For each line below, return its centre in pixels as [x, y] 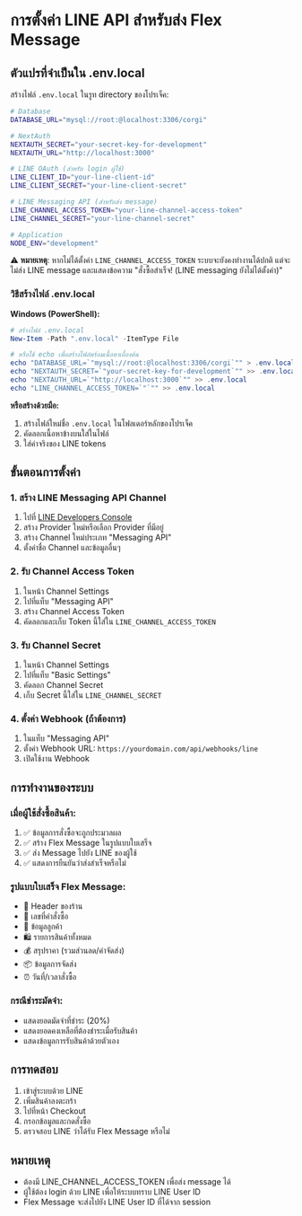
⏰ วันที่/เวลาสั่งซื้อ [50, 977]
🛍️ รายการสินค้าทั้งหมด [57, 937]
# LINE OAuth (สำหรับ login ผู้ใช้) [68, 169]
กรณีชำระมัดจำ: [37, 1000]
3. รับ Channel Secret [56, 645]
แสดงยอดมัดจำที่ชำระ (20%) [66, 1020]
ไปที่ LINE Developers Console [78, 517]
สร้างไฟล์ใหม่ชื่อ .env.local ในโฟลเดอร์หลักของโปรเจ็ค [108, 423]
